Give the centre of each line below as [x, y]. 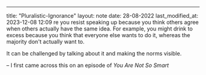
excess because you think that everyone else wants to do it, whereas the [98, 35]
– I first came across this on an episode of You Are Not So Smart [88, 65]
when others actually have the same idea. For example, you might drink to [100, 29]
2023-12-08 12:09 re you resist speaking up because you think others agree [103, 22]
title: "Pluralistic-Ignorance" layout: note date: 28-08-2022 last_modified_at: [102, 16]
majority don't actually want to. [45, 41]
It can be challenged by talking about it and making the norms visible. [94, 53]
